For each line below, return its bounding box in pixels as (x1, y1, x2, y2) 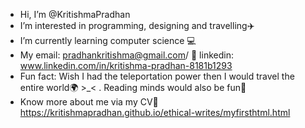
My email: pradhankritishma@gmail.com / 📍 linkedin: (19, 49, 234, 61)
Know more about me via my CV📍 (19, 96, 159, 108)
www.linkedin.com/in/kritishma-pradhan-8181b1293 (19, 60, 233, 71)
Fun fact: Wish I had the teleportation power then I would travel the (19, 70, 295, 82)
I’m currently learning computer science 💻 (19, 35, 197, 46)
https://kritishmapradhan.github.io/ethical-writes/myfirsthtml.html (19, 107, 291, 118)
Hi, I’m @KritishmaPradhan (19, 9, 131, 20)
